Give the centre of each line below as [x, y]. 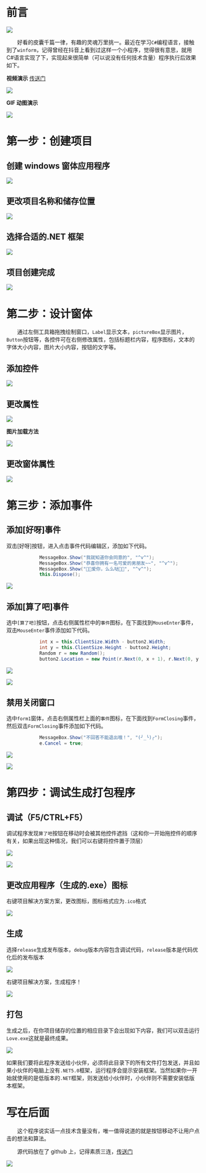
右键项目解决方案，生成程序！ [44, 982]
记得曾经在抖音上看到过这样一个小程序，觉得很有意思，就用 [117, 50]
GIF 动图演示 [22, 102]
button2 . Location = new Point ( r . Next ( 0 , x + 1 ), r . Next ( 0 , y [119, 659]
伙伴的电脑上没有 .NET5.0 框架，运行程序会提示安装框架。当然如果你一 [105, 1070]
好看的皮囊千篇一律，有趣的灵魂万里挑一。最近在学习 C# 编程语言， [101, 42]
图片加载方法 [22, 431]
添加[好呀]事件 [34, 530]
